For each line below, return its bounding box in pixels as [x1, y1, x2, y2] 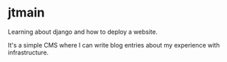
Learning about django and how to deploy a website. [8, 28, 158, 36]
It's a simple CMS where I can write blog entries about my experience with [8, 41, 220, 49]
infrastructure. [8, 48, 49, 56]
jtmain [8, 5, 45, 21]
